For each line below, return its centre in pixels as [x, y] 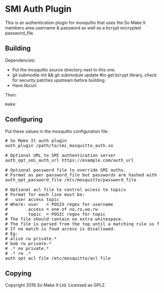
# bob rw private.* [28, 243]
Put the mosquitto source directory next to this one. [64, 70]
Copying [18, 273]
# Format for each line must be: [45, 194]
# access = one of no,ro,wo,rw [51, 209]
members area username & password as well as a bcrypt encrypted [73, 27]
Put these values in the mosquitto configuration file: [57, 131]
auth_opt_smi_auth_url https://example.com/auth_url [70, 160]
